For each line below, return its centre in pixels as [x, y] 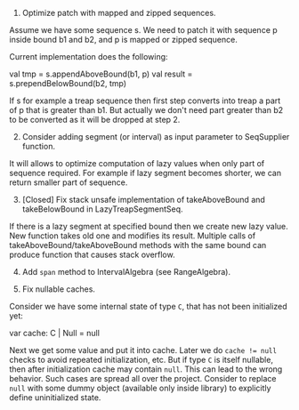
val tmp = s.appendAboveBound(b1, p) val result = [101, 74]
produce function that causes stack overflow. [92, 254]
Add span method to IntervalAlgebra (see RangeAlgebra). [126, 272]
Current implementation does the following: [89, 56]
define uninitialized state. [55, 398]
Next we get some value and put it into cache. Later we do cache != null [143, 350]
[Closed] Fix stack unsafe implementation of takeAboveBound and [143, 200]
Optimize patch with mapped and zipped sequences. [119, 13]
